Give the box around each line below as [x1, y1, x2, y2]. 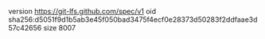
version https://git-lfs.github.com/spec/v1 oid [8, 7, 157, 16]
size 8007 [43, 23, 76, 32]
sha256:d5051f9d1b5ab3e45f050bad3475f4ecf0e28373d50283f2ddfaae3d [8, 15, 258, 24]
